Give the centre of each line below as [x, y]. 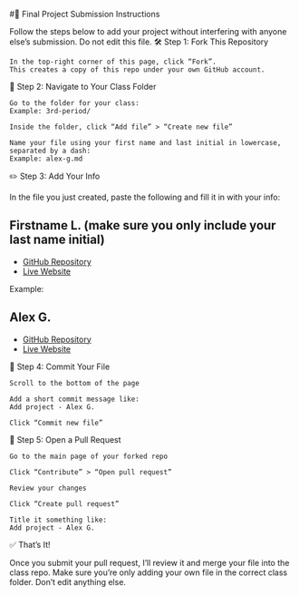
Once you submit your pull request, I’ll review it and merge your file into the [149, 562]
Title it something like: [58, 520]
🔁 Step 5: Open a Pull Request [65, 439]
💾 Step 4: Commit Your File [60, 366]
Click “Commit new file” [56, 423]
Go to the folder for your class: [75, 103]
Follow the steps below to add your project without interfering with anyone [148, 31]
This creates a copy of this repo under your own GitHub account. [137, 70]
